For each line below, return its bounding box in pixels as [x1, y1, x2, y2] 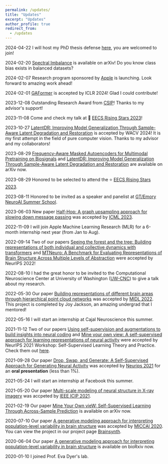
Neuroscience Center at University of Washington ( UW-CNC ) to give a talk [5, 276, 159, 281]
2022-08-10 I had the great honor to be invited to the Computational [5, 270, 146, 276]
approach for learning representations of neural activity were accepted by [5, 337, 158, 343]
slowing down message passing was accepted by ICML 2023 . [5, 214, 133, 220]
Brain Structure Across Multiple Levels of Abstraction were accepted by [5, 255, 153, 261]
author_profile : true [5, 21, 51, 27]
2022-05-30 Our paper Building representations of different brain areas [5, 291, 153, 296]
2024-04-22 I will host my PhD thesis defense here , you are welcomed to [5, 45, 157, 50]
